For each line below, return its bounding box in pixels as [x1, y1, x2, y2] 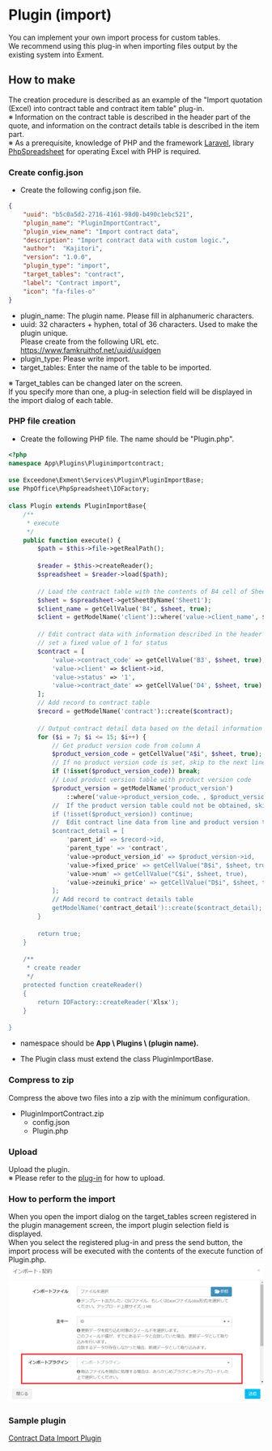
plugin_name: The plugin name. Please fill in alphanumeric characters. [19, 311, 255, 320]
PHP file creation [8, 415, 76, 427]
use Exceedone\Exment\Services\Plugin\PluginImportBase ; [8, 476, 205, 484]
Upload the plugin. [8, 1164, 70, 1174]
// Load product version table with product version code [51, 776, 252, 784]
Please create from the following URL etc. [19, 337, 159, 346]
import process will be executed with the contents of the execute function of [8, 1247, 263, 1256]
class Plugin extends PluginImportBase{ [8, 502, 147, 510]
